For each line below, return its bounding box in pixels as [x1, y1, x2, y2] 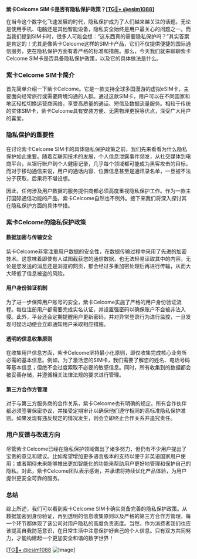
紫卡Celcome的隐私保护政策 [6, 218, 86, 226]
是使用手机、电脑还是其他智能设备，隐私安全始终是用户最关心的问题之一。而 [6, 26, 191, 32]
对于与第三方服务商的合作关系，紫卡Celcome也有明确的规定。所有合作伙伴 [6, 400, 187, 407]
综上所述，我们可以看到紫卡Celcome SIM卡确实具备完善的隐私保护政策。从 [6, 505, 188, 512]
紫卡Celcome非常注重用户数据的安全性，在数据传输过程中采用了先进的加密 [6, 248, 187, 255]
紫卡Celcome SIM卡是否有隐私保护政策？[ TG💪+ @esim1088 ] [6, 6, 154, 12]
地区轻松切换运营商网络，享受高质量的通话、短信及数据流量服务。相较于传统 [6, 100, 191, 107]
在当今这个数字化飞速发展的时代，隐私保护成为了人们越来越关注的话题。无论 [6, 18, 191, 25]
